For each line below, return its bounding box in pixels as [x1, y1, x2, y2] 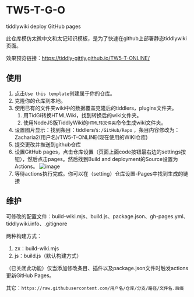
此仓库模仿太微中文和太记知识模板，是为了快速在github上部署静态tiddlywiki [6, 34, 188, 41]
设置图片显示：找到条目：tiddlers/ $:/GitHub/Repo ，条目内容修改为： [14, 126, 180, 133]
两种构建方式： [6, 232, 42, 239]
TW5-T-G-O [6, 4, 66, 17]
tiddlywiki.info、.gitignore [6, 220, 68, 227]
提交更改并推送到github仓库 [14, 141, 82, 148]
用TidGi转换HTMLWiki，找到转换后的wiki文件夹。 [23, 111, 142, 118]
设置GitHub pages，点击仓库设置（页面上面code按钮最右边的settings [14, 148, 181, 155]
